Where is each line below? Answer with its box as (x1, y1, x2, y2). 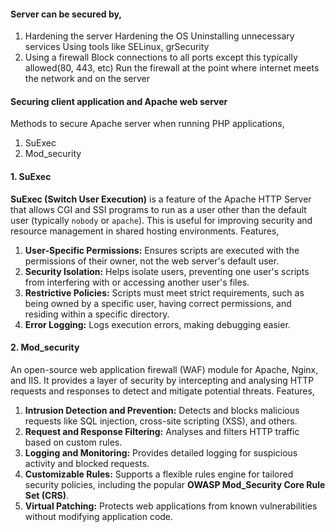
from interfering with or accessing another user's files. (24, 276, 250, 288)
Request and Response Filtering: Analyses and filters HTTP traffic (24, 425, 300, 437)
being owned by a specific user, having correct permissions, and (24, 297, 292, 309)
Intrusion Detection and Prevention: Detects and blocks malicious (24, 404, 300, 416)
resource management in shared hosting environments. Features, (10, 225, 280, 237)
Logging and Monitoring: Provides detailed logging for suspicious (24, 446, 298, 459)
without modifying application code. (24, 510, 174, 522)
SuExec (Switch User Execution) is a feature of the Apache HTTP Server (10, 193, 312, 205)
